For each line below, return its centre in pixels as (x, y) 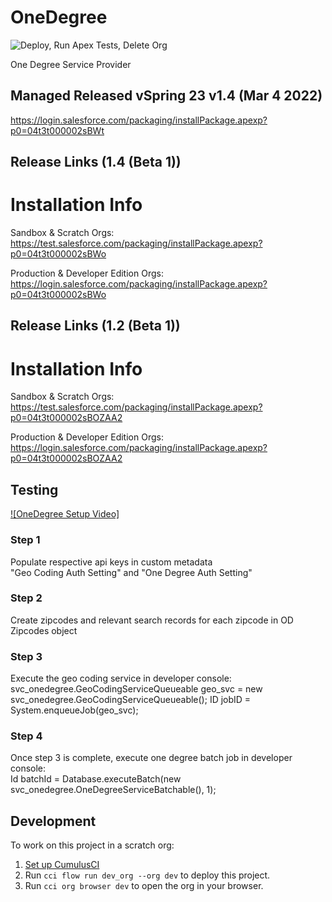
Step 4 (26, 736)
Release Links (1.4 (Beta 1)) (96, 162)
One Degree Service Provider (71, 64)
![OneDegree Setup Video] (65, 514)
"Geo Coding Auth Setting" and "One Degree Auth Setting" (131, 572)
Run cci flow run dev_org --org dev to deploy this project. (147, 875)
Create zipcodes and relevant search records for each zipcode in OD (152, 620)
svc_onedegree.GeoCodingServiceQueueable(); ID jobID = (131, 700)
